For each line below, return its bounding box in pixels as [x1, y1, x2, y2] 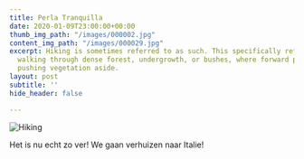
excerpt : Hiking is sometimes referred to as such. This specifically [9, 47, 281, 56]
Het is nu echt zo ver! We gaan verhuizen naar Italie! [9, 139, 204, 150]
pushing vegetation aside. [17, 64, 119, 73]
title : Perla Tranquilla [9, 13, 103, 23]
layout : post [9, 72, 59, 81]
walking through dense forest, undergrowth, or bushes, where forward [17, 55, 290, 64]
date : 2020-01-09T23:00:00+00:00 [9, 22, 136, 31]
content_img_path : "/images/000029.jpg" [9, 38, 165, 48]
